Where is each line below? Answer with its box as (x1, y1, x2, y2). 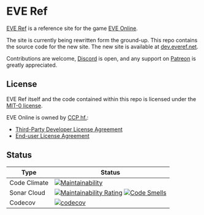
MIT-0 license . (6, 102, 43, 109)
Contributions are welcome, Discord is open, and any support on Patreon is (6, 55, 196, 62)
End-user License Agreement (15, 132, 90, 139)
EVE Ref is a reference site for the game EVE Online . (6, 25, 138, 32)
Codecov (9, 198, 36, 206)
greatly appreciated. (6, 61, 58, 69)
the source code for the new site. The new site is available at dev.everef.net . (6, 43, 198, 50)
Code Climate (9, 178, 49, 187)
